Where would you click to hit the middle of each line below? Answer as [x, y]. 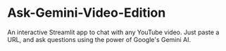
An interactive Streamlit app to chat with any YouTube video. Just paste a [113, 32]
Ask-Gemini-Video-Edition [87, 13]
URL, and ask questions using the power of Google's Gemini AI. [99, 39]
